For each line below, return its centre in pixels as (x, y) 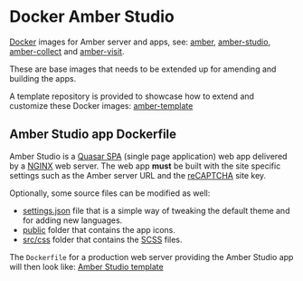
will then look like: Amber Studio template (87, 266)
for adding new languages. (72, 220)
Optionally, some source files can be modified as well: (110, 193)
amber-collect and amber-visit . (67, 51)
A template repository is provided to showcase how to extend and (132, 96)
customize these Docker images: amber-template (101, 105)
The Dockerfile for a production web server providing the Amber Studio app (151, 257)
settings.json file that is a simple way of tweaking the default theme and (156, 210)
